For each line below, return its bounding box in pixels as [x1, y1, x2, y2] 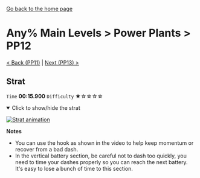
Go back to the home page [6, 5, 73, 12]
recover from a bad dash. [15, 145, 79, 153]
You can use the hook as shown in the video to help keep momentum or [15, 139, 194, 147]
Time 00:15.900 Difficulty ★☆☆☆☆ [6, 92, 103, 100]
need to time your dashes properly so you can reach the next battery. [15, 158, 189, 165]
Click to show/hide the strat [11, 104, 80, 111]
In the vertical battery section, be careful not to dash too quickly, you [15, 152, 187, 159]
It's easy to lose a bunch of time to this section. [15, 165, 133, 172]
